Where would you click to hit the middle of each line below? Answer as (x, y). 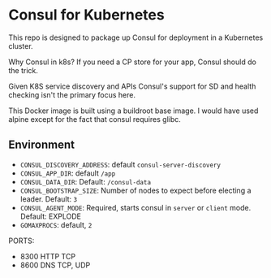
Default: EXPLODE (50, 216)
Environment (42, 145)
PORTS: (22, 241)
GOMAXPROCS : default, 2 (56, 224)
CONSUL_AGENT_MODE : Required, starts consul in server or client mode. (135, 207)
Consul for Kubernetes (86, 15)
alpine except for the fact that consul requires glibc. (95, 119)
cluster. (21, 46)
